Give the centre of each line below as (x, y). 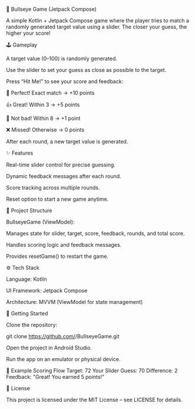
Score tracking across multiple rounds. (53, 188)
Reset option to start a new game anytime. (57, 199)
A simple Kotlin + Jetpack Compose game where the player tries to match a (98, 20)
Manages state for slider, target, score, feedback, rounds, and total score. (95, 233)
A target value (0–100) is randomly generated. (62, 58)
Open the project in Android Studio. (49, 348)
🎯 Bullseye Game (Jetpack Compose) (52, 9)
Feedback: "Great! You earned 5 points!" (55, 377)
